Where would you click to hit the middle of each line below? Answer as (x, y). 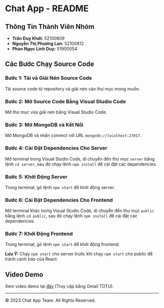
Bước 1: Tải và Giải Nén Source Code (49, 78)
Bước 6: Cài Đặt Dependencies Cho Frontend (59, 200)
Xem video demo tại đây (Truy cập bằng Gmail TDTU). (60, 286)
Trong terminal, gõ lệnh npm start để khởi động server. (60, 187)
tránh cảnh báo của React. (32, 259)
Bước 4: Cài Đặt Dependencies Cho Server (56, 148)
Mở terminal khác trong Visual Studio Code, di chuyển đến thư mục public (80, 211)
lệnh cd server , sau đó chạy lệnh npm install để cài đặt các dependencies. (81, 164)
